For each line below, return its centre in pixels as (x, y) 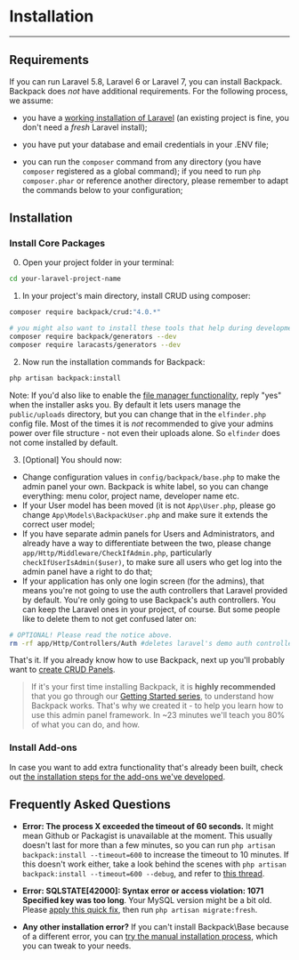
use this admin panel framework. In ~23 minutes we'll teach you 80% (158, 715)
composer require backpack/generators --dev (93, 337)
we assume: (31, 101)
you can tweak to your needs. (77, 946)
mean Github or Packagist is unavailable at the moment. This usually (147, 835)
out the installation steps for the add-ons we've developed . (117, 777)
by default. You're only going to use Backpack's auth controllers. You (149, 600)
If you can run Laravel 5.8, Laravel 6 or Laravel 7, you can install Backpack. (146, 81)
